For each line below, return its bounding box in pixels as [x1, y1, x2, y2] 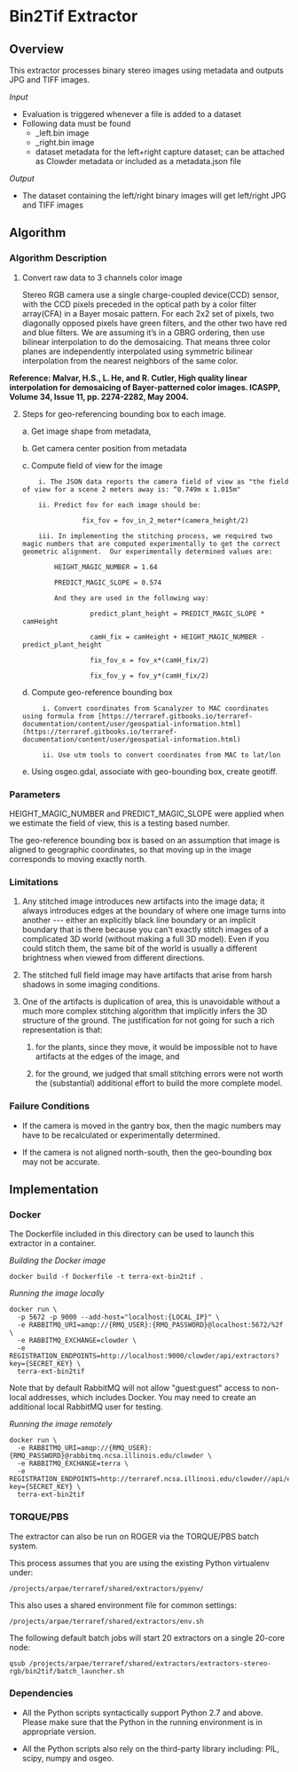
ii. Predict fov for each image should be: [38, 500, 201, 509]
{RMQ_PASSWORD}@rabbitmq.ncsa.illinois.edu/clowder [9, 1452, 204, 1461]
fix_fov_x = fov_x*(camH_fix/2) [90, 655, 210, 664]
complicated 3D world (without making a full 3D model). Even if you [21, 934, 270, 945]
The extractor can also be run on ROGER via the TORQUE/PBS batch [9, 1531, 259, 1541]
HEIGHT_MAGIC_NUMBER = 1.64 [54, 562, 158, 571]
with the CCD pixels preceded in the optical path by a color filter [21, 299, 257, 310]
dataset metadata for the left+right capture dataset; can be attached [35, 146, 286, 157]
